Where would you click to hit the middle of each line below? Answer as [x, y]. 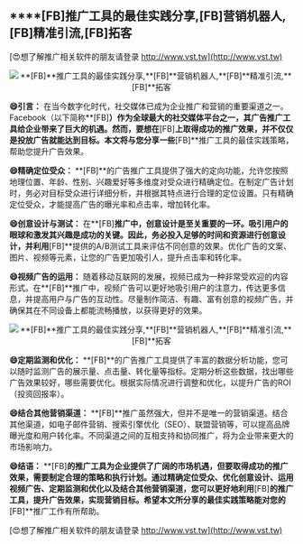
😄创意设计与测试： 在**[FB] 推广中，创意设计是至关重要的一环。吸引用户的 [149, 223]
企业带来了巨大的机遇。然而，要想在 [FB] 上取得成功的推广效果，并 [147, 128]
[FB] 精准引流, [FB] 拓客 [71, 33]
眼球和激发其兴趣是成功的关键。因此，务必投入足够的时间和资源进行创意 [143, 235]
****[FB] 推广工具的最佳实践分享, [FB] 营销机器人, [148, 16]
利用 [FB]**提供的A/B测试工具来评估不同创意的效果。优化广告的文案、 [162, 245]
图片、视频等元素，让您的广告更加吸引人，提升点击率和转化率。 [128, 257]
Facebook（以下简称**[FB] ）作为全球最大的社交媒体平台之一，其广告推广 [146, 117]
